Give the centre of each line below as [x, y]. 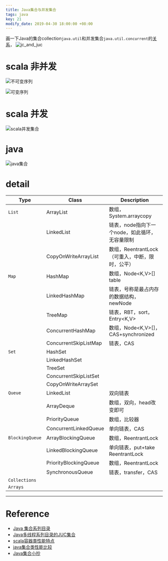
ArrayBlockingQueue [71, 438]
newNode [120, 303]
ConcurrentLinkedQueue [75, 428]
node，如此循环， [135, 232]
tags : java [17, 14]
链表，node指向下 [130, 225]
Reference [27, 514]
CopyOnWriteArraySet [72, 384]
